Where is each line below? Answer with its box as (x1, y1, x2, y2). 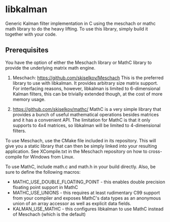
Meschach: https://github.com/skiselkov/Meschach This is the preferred (12, 75, 164, 81)
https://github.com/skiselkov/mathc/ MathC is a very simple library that (12, 106, 161, 112)
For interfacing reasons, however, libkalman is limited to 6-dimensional (12, 85, 161, 91)
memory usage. (12, 96, 46, 102)
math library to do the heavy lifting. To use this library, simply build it (5, 25, 148, 31)
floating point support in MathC (12, 184, 79, 190)
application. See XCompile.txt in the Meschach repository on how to (5, 148, 148, 154)
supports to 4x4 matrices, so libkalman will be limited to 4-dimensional (12, 122, 161, 128)
